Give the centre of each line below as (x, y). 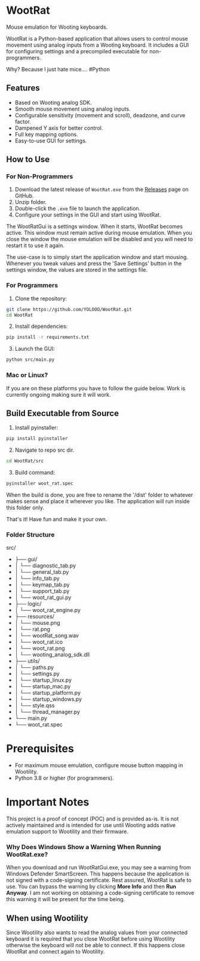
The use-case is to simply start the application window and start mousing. (97, 257)
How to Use (28, 159)
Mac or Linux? (27, 375)
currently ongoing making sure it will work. (59, 394)
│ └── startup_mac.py (43, 686)
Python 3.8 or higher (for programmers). (64, 778)
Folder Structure (30, 534)
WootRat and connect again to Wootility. (56, 951)
